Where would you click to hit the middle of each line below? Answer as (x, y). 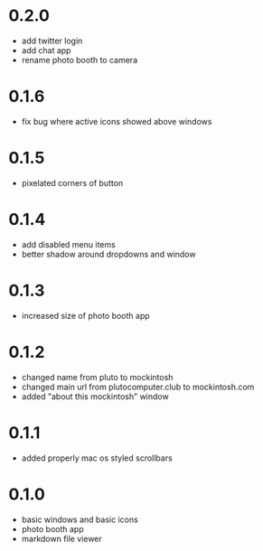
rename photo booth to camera (79, 60)
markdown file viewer (62, 538)
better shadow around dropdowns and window (108, 254)
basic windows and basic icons (80, 519)
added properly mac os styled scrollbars (97, 458)
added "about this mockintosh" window (95, 396)
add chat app (46, 50)
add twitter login (52, 41)
